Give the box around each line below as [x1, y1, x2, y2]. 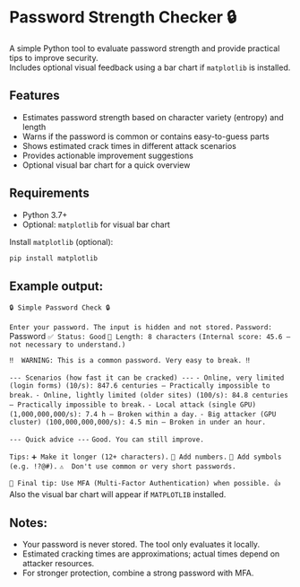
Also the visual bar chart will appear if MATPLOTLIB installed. [9, 489, 227, 500]
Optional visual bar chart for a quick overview [21, 159, 191, 171]
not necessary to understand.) [9, 340, 126, 350]
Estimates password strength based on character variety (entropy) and [21, 111, 284, 122]
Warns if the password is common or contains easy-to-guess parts [21, 131, 270, 142]
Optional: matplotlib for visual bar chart [21, 219, 170, 230]
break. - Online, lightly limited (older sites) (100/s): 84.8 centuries [9, 391, 288, 400]
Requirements [9, 186, 90, 201]
